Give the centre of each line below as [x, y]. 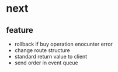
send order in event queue [46, 63]
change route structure [42, 50]
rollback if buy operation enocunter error [63, 44]
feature [20, 30]
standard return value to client [51, 56]
